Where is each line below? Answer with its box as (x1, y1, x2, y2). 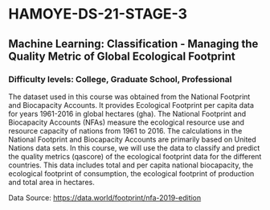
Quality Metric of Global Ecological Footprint (8, 49, 235, 63)
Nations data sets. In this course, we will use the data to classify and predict (8, 142, 260, 153)
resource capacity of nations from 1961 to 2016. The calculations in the (8, 126, 243, 135)
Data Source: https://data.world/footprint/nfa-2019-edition (8, 192, 202, 202)
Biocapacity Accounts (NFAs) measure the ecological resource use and (8, 117, 245, 127)
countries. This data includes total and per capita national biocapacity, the (8, 160, 254, 170)
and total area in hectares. (8, 177, 95, 187)
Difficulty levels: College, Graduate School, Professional (8, 73, 232, 84)
